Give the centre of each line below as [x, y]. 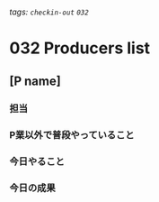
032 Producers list [80, 48]
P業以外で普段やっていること [72, 135]
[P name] [35, 82]
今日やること [37, 161]
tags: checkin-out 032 [49, 12]
